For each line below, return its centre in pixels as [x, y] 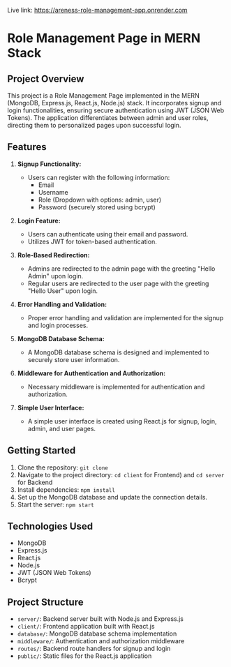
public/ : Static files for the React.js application [84, 656]
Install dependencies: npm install [66, 489]
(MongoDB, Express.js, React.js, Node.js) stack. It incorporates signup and [114, 103]
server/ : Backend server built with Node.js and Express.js [100, 619]
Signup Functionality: [49, 164]
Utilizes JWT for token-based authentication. [92, 241]
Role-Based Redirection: [53, 255]
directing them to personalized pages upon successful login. [94, 125]
